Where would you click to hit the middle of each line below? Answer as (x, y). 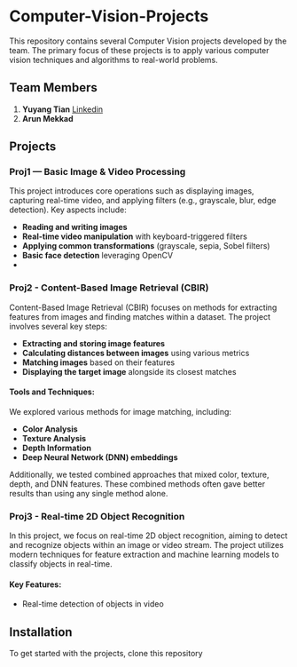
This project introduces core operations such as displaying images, (132, 191)
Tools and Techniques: (52, 392)
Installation (41, 632)
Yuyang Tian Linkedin (63, 109)
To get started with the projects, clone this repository (106, 654)
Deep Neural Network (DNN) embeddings (100, 457)
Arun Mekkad (47, 118)
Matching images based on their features (98, 362)
